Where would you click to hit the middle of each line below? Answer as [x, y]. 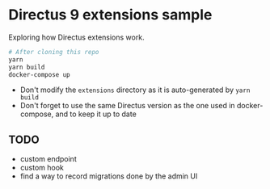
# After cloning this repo [54, 52]
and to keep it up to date [96, 114]
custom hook [42, 168]
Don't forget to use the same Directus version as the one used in [128, 106]
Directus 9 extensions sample [110, 15]
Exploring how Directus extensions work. [76, 37]
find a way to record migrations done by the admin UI [109, 176]
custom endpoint [48, 159]
